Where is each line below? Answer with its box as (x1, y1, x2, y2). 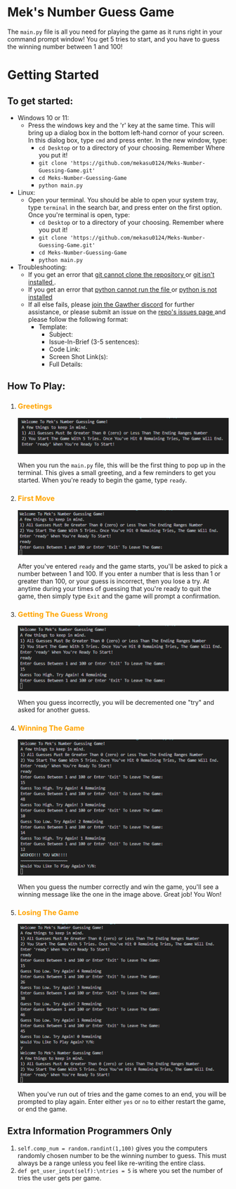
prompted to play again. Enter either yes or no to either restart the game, (17, 1097, 226, 1105)
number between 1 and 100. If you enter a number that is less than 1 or (17, 570, 221, 578)
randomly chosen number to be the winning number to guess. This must (17, 1151, 227, 1159)
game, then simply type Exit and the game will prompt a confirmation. (17, 592, 221, 600)
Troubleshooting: (17, 263, 67, 271)
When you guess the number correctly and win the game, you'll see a (17, 883, 219, 891)
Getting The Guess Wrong (17, 609, 108, 619)
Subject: (48, 330, 74, 338)
